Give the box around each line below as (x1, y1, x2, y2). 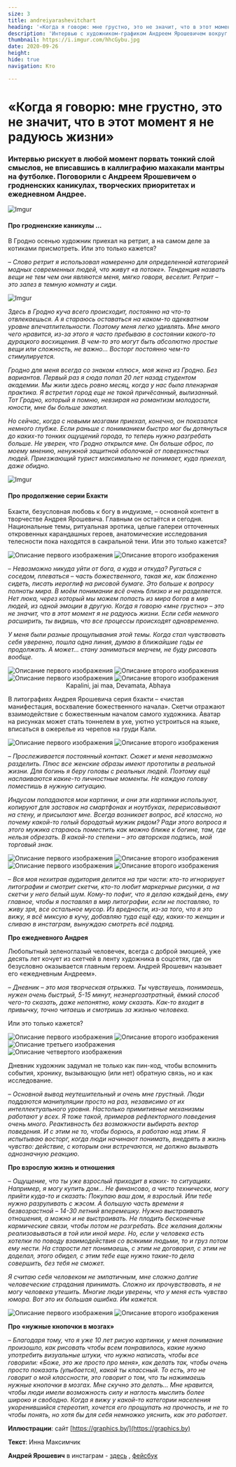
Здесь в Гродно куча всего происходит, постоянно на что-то (8, 307, 191, 316)
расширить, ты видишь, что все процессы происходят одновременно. (8, 616, 219, 625)
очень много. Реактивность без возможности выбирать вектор (8, 1119, 199, 1128)
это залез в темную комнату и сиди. (8, 280, 118, 289)
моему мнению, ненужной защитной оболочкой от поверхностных (8, 447, 209, 455)
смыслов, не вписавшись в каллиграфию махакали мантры (8, 162, 225, 172)
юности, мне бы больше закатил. (8, 403, 108, 412)
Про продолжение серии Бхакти (8, 491, 108, 500)
